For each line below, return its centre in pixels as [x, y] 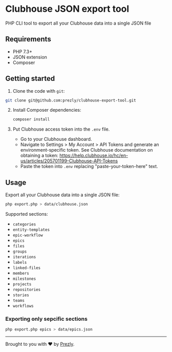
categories [24, 224]
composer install [31, 119]
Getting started [30, 79]
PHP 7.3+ [22, 51]
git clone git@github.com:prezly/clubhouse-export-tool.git [71, 100]
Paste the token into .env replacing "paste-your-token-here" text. [89, 167]
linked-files [27, 268]
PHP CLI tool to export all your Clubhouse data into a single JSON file [78, 23]
